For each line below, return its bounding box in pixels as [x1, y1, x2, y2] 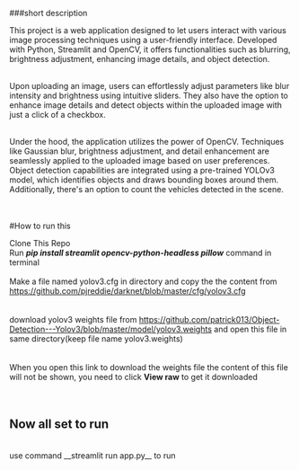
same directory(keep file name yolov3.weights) [9, 333, 184, 344]
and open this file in [214, 324, 287, 334]
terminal [9, 257, 40, 268]
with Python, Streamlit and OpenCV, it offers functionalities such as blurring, [9, 44, 291, 55]
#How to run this [9, 220, 71, 231]
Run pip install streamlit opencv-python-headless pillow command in [9, 247, 272, 258]
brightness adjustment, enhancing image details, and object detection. [9, 54, 270, 64]
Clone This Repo [9, 238, 71, 248]
